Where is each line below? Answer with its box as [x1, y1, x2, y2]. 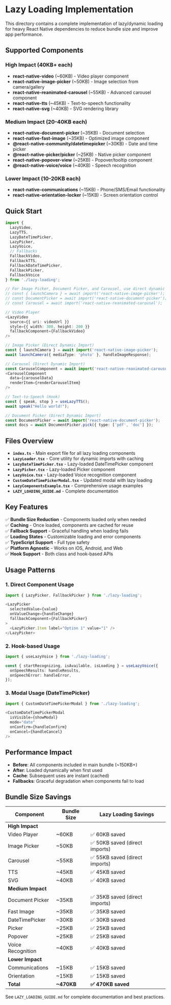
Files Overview [5, 436, 54, 445]
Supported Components [5, 46, 83, 55]
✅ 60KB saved [90, 831, 126, 838]
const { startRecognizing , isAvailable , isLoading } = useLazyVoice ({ [5, 663, 158, 668]
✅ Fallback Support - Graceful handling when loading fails [5, 528, 129, 534]
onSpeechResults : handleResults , [10, 668, 81, 673]
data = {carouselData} [10, 376, 53, 381]
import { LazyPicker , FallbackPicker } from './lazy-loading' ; [5, 592, 142, 598]
